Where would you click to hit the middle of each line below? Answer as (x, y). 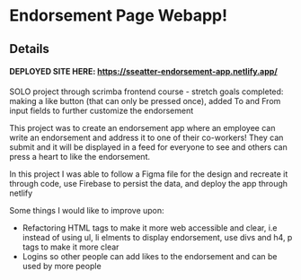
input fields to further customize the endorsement (102, 110)
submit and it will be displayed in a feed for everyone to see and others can (148, 147)
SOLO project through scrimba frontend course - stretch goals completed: (146, 92)
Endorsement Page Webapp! (118, 16)
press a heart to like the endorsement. (80, 156)
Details (29, 49)
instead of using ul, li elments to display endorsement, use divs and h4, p (157, 237)
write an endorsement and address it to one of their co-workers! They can (146, 137)
